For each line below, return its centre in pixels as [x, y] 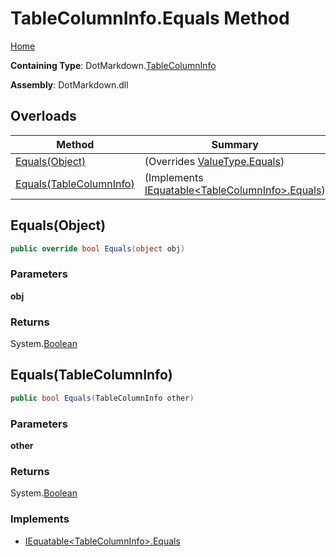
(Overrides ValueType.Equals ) [214, 161]
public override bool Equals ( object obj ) [98, 248]
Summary [235, 144]
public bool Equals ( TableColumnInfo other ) [102, 398]
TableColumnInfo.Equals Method [150, 18]
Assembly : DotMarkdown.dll [69, 84]
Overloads [43, 116]
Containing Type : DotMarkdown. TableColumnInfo [113, 65]
